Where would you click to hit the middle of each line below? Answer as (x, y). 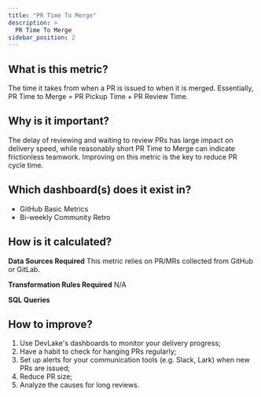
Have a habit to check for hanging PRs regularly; (98, 351)
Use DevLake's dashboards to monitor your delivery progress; (120, 344)
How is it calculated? (60, 242)
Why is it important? (59, 121)
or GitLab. (24, 269)
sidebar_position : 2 (42, 37)
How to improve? (50, 324)
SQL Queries (29, 300)
